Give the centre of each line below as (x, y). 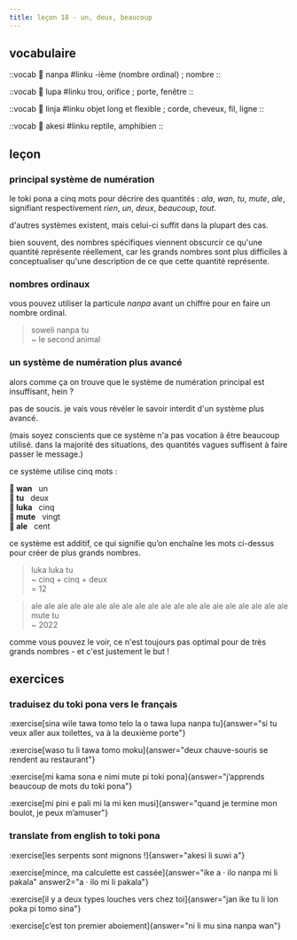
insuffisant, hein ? (41, 391)
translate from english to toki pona (85, 836)
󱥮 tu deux (29, 497)
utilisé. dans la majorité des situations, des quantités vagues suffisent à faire (148, 444)
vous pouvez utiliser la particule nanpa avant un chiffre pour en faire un (140, 303)
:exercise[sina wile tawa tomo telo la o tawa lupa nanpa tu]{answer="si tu (143, 724)
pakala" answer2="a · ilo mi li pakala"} (79, 881)
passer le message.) (47, 454)
